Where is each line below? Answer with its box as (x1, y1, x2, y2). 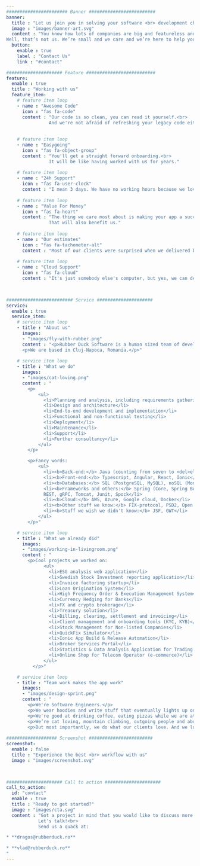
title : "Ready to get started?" (11, 801, 95, 807)
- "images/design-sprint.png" (21, 691, 97, 697)
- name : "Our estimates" (17, 236, 82, 242)
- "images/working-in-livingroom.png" (21, 547, 118, 553)
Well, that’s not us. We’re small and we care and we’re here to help (6, 36, 185, 42)
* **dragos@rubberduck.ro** (6, 834, 76, 840)
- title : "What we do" (17, 364, 76, 370)
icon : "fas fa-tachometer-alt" (21, 242, 102, 248)
